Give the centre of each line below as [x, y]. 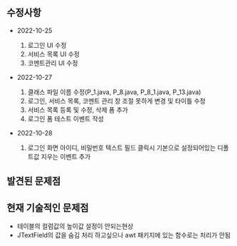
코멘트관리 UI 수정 [53, 63]
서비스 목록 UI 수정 [53, 54]
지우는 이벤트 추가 [66, 156]
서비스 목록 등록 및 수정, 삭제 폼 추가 [78, 110]
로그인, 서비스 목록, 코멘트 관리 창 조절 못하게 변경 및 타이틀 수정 [116, 101]
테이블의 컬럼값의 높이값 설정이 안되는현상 [75, 226]
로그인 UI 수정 [47, 45]
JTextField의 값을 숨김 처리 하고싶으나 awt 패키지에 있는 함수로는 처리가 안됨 [123, 235]
